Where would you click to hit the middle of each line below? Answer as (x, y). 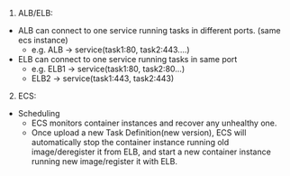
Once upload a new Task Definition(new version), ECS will (139, 133)
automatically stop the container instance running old (130, 142)
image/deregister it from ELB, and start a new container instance (151, 152)
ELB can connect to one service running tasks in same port (127, 59)
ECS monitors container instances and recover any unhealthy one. (154, 123)
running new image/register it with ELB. (104, 161)
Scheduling (39, 113)
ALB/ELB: (36, 13)
